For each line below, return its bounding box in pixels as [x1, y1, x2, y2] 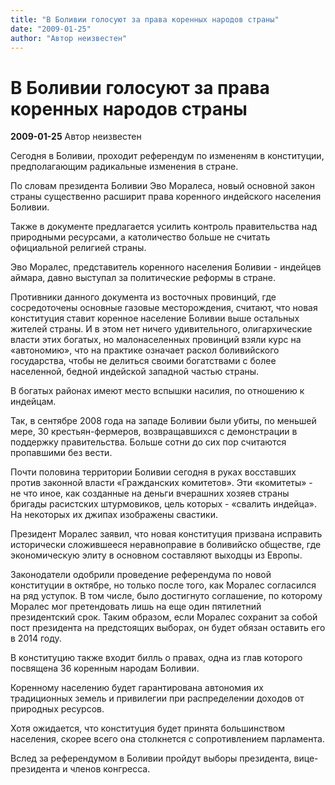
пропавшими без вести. [10, 447, 113, 459]
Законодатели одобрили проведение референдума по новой [10, 569, 272, 581]
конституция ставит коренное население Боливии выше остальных [10, 312, 300, 325]
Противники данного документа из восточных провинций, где [10, 291, 277, 303]
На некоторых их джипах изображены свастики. [10, 509, 218, 521]
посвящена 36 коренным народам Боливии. [10, 662, 200, 675]
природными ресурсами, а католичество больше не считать [10, 231, 271, 243]
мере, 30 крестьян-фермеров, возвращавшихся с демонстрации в [10, 426, 298, 438]
